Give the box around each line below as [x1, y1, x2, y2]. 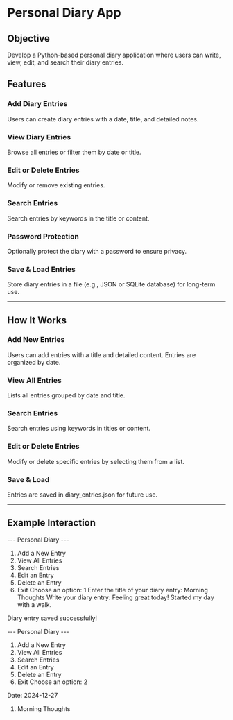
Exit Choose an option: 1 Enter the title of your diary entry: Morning [17, 585, 208, 594]
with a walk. [17, 600, 52, 608]
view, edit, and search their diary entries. [7, 58, 123, 67]
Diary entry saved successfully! [7, 614, 98, 622]
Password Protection [7, 231, 80, 241]
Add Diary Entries [7, 99, 68, 109]
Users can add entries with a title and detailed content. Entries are [7, 350, 196, 359]
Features [7, 78, 46, 90]
